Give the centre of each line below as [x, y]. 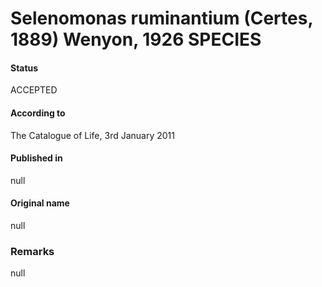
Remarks [32, 251]
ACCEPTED [34, 90]
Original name [40, 203]
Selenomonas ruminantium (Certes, [161, 18]
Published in [36, 158]
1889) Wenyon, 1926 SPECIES [136, 39]
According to [38, 113]
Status [24, 68]
